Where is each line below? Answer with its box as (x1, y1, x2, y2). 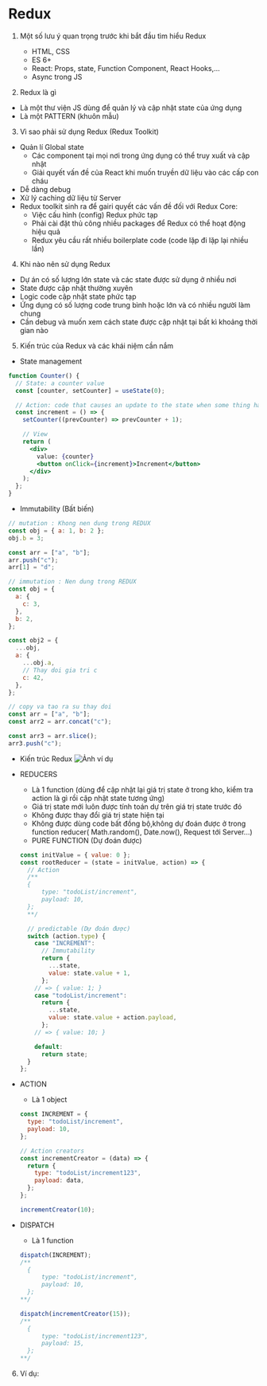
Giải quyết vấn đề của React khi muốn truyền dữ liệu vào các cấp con (31, 167, 259, 177)
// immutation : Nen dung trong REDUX (8, 578, 137, 586)
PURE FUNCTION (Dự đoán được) (31, 835, 142, 845)
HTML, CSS (31, 46, 70, 56)
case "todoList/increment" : (34, 991, 127, 999)
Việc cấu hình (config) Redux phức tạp (31, 210, 158, 219)
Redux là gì (19, 87, 57, 96)
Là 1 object (31, 1095, 68, 1105)
